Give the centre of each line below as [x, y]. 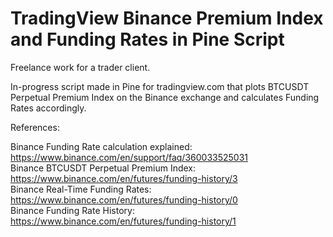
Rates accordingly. [48, 108]
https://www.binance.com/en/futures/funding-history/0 [124, 199]
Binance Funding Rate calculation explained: [101, 146]
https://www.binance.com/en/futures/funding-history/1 [123, 221]
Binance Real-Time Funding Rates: [81, 189]
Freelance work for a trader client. [80, 67]
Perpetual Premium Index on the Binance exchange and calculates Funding [165, 97]
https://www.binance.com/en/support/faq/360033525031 [129, 157]
